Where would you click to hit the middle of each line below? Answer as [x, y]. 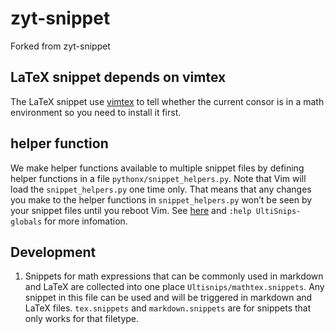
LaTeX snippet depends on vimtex [118, 77]
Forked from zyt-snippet [60, 46]
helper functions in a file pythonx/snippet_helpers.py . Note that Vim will [158, 178]
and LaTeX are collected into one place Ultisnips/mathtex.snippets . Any [174, 287]
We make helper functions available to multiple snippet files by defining [157, 168]
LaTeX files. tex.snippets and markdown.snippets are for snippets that [168, 308]
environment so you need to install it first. [96, 112]
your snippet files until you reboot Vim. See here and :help [131, 210]
